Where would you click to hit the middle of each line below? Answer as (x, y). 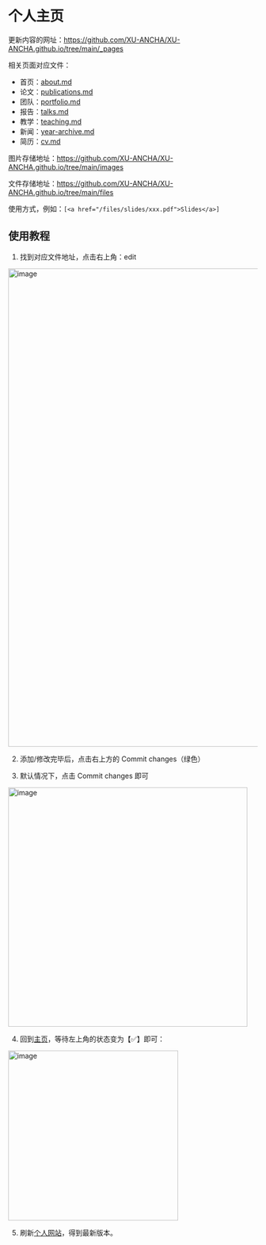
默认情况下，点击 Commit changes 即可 (84, 776)
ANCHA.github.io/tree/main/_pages (66, 48)
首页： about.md (46, 82)
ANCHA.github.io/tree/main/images (66, 167)
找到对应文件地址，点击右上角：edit (78, 257)
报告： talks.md (44, 111)
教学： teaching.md (50, 121)
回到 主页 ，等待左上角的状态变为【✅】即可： (92, 1039)
